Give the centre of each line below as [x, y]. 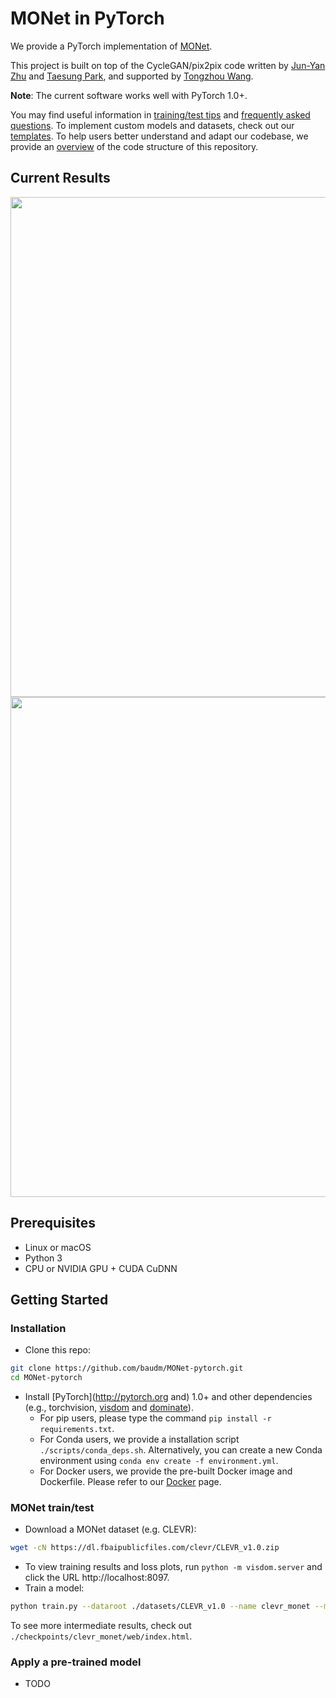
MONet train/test [52, 1507]
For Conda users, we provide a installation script [139, 1439]
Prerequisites [53, 1223]
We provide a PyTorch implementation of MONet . [111, 46]
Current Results [60, 178]
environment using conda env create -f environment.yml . [159, 1460]
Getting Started [59, 1299]
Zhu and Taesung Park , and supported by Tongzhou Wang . [132, 76]
